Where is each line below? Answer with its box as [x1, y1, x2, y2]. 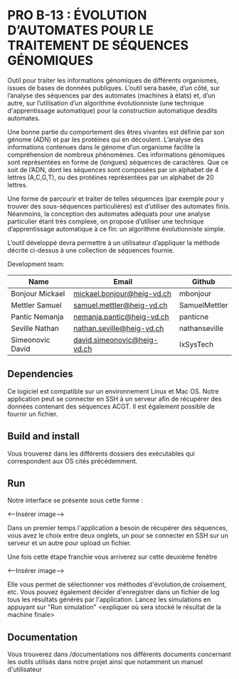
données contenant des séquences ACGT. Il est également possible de [7, 402, 216, 411]
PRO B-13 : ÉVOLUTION [7, 7, 147, 23]
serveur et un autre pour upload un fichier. [7, 539, 132, 547]
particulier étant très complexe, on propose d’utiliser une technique [7, 217, 204, 226]
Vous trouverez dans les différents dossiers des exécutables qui [7, 449, 196, 458]
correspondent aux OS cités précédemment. [7, 456, 138, 465]
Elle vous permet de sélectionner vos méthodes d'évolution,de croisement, [7, 580, 227, 589]
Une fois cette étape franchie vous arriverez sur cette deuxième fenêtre [7, 552, 218, 562]
